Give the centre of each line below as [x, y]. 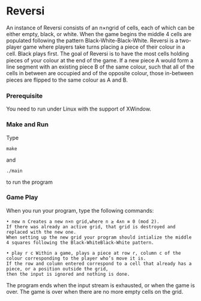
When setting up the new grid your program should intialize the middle [99, 237]
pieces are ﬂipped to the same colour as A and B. [67, 80]
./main [14, 171]
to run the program [29, 182]
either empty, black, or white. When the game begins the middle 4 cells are [99, 34]
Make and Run [28, 124]
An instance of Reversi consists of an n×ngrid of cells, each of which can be [100, 28]
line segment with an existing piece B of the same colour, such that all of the [100, 67]
